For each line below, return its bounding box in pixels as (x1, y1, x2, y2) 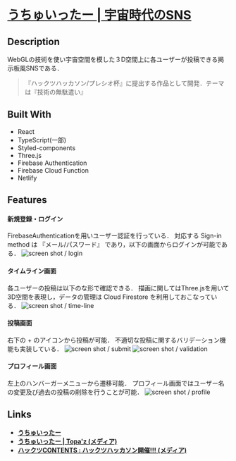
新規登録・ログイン (7, 214, 63, 223)
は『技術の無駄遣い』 (24, 88, 87, 96)
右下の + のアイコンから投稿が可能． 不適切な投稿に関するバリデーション (7, 336, 221, 344)
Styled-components (17, 143, 76, 152)
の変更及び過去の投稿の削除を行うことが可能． (7, 388, 143, 396)
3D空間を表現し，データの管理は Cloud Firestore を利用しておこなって (7, 293, 211, 301)
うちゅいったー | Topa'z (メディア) (17, 437, 118, 445)
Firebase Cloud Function (17, 166, 89, 174)
